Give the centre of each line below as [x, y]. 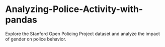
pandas [21, 20]
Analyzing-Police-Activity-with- [74, 9]
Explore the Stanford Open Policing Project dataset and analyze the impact [82, 33]
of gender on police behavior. [36, 39]
